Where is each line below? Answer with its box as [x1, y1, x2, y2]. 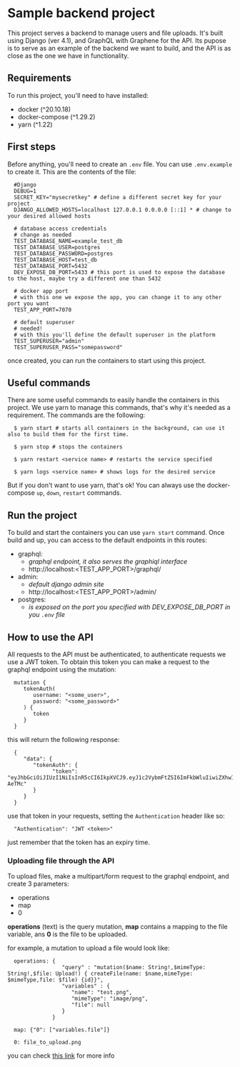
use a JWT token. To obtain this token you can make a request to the [7, 658, 210, 666]
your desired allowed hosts [7, 212, 91, 219]
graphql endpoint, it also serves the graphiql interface [28, 557, 188, 566]
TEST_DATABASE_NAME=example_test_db [14, 237, 123, 244]
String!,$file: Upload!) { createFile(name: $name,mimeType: [7, 970, 194, 978]
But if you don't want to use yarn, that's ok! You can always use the [7, 481, 206, 490]
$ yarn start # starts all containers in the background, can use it [14, 425, 225, 432]
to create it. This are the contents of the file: [7, 167, 137, 176]
